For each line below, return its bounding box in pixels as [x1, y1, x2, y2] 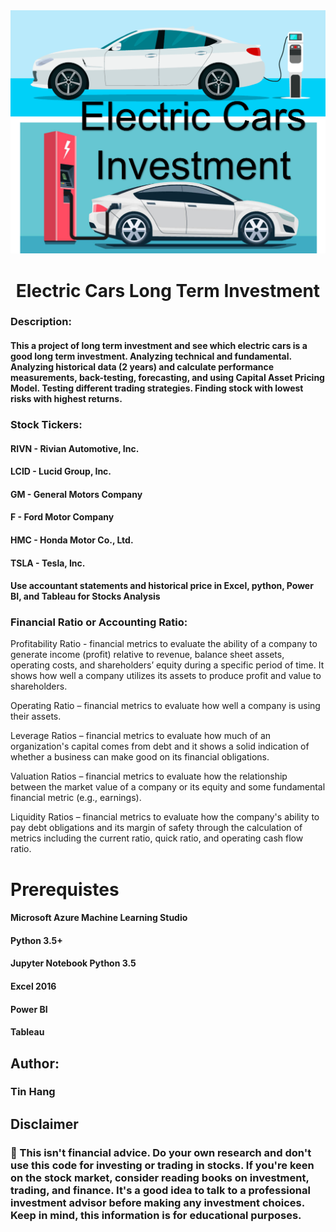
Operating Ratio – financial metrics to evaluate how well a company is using [10, 700, 321, 712]
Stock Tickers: [10, 417, 83, 431]
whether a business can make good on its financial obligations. [10, 751, 270, 763]
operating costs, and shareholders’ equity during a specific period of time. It [10, 659, 325, 671]
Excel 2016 [10, 980, 57, 992]
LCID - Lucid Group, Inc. [10, 465, 112, 478]
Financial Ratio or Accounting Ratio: [10, 615, 188, 629]
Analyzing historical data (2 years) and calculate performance [10, 361, 275, 373]
